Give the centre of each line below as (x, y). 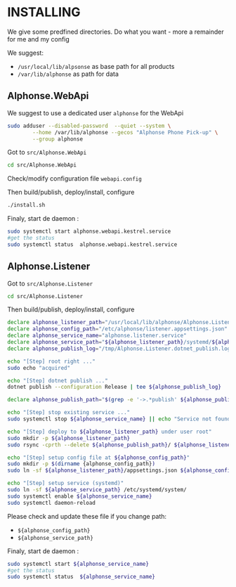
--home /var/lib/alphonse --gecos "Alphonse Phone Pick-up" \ (125, 132)
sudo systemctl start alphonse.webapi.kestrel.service (89, 232)
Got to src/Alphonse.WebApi (47, 153)
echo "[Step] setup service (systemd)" (66, 483)
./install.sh (26, 205)
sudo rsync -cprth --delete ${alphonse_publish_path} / (89, 445)
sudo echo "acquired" (39, 368)
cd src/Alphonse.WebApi (42, 165)
